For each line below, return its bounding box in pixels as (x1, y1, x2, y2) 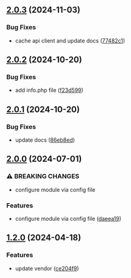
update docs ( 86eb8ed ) (15, 136, 75, 144)
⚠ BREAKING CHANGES (6, 172, 80, 181)
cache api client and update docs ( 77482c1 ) (15, 36, 126, 44)
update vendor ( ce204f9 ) (15, 265, 79, 272)
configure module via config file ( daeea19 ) (15, 215, 122, 223)
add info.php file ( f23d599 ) (15, 86, 83, 94)
